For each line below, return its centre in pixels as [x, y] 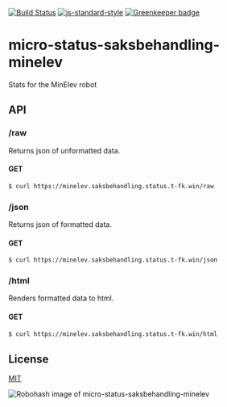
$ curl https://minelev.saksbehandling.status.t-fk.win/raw [111, 186]
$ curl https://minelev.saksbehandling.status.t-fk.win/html [113, 334]
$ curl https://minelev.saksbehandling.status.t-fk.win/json [113, 260]
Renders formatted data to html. [61, 298]
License [29, 359]
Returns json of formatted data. [60, 224]
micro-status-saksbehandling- [114, 45]
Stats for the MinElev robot [53, 84]
